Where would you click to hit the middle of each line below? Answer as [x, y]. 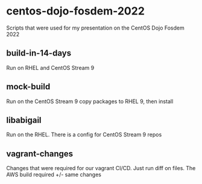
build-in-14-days [39, 53]
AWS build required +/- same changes [54, 175]
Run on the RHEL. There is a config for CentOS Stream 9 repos [84, 135]
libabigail [24, 120]
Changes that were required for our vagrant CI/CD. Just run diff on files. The [101, 168]
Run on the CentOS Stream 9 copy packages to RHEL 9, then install [90, 101]
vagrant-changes [40, 154]
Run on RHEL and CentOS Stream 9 [50, 68]
